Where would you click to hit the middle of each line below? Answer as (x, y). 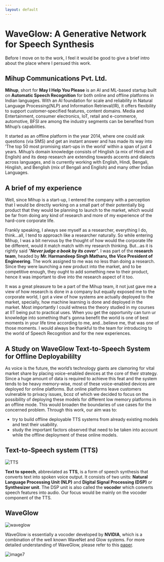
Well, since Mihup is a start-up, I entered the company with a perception (78, 200)
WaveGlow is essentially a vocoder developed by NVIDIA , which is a (74, 534)
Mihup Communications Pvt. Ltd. (56, 78)
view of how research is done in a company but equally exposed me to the (80, 292)
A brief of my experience (43, 188)
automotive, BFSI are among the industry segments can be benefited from (80, 122)
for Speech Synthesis (50, 44)
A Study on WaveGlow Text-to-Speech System (78, 349)
